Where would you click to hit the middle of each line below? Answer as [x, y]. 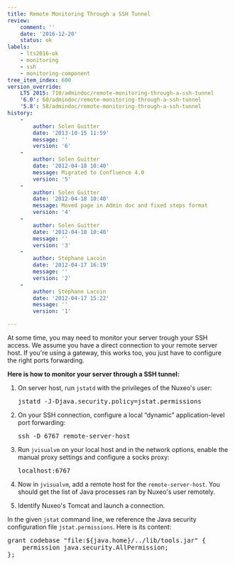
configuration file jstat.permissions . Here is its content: [89, 527]
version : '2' [52, 278]
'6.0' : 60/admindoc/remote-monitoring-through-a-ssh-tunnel [111, 100]
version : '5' [52, 179]
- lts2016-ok [39, 54]
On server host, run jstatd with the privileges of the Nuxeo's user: [115, 388]
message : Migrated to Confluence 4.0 [88, 172]
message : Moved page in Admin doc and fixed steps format [120, 206]
